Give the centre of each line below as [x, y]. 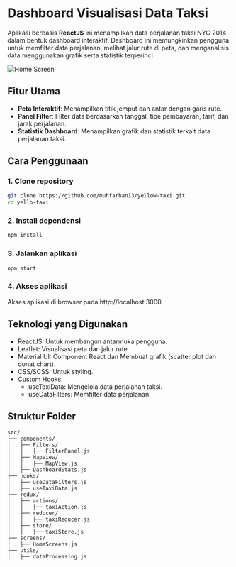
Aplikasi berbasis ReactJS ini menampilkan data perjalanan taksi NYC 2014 [117, 33]
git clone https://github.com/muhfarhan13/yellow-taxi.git [96, 196]
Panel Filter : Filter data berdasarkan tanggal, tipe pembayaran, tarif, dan [123, 116]
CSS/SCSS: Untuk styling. [55, 371]
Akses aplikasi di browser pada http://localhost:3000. [85, 302]
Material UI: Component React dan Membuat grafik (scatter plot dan [117, 356]
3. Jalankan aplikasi [42, 253]
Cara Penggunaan [48, 161]
